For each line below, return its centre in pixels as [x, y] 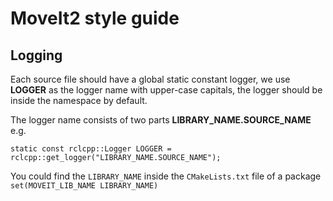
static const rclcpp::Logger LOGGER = [91, 149]
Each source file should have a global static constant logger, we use [150, 79]
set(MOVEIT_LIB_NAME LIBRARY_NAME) [84, 186]
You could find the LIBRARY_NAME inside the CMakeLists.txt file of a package [166, 176]
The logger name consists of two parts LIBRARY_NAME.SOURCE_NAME [161, 120]
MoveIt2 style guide [95, 18]
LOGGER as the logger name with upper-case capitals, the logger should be [166, 90]
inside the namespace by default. [79, 100]
